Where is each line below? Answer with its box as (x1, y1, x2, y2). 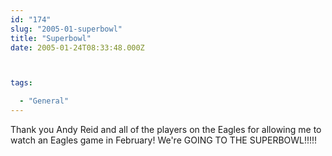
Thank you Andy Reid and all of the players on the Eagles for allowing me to (10, 124, 322, 135)
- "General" (19, 96, 70, 106)
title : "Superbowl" (10, 33, 92, 43)
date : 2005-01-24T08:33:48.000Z (10, 42, 145, 53)
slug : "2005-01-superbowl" (10, 24, 123, 34)
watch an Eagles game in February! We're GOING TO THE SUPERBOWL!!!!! (10, 134, 318, 146)
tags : (10, 78, 33, 88)
